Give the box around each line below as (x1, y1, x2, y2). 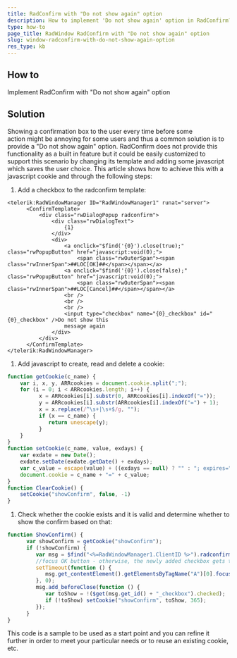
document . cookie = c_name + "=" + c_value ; (20, 471, 150, 478)
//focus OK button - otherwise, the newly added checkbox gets (35, 557, 226, 564)
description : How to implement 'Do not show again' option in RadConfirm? (7, 17, 232, 24)
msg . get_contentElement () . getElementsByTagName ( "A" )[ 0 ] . (44, 571, 217, 578)
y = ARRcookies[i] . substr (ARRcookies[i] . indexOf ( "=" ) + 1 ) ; (38, 399, 219, 406)
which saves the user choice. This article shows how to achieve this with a (7, 164, 224, 173)
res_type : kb (7, 43, 46, 50)
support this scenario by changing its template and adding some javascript (7, 156, 224, 166)
